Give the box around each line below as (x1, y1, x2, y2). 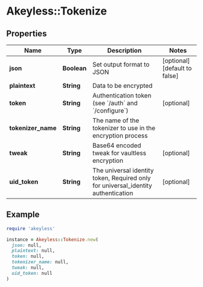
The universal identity (92, 167, 154, 174)
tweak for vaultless (92, 149, 147, 157)
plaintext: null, (11, 248, 56, 254)
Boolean (62, 64, 87, 72)
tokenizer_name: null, (11, 259, 69, 265)
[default (162, 64, 185, 72)
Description (107, 47, 142, 54)
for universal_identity (92, 182, 152, 190)
